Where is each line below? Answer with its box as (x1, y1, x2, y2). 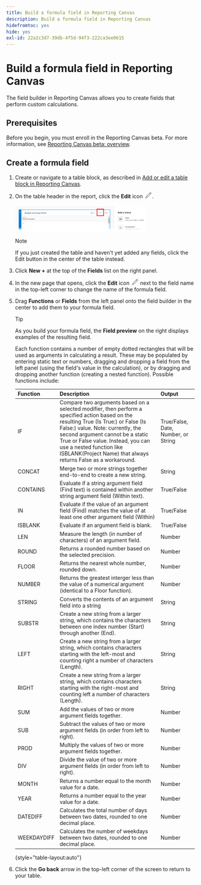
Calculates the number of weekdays (59, 828, 148, 835)
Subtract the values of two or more (59, 720, 145, 727)
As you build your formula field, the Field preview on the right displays (14, 327, 189, 334)
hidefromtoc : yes (6, 22, 50, 28)
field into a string (59, 601, 101, 609)
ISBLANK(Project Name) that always (59, 450, 149, 457)
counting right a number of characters (59, 657, 154, 664)
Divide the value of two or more (59, 756, 138, 763)
